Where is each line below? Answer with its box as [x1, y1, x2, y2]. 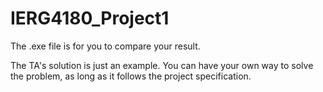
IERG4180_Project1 [10, 7, 170, 30]
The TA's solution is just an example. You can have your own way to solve [10, 59, 314, 71]
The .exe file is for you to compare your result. [10, 40, 201, 52]
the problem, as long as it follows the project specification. [10, 70, 252, 82]
